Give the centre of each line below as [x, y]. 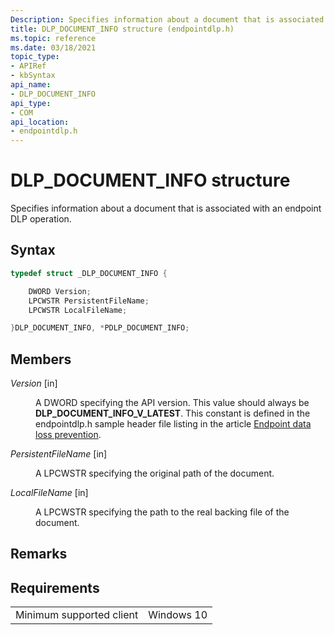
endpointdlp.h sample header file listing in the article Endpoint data [173, 424]
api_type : [31, 103]
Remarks [39, 554]
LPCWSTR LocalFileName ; [78, 310]
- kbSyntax [33, 76]
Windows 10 [178, 615]
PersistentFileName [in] [59, 454]
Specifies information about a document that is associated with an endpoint [166, 208]
